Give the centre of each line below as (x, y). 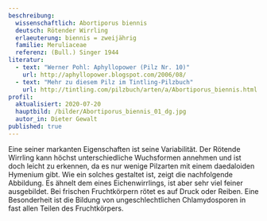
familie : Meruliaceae (51, 45)
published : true (35, 126)
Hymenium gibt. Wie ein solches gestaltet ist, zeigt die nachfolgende (120, 174)
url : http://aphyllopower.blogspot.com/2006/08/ (104, 75)
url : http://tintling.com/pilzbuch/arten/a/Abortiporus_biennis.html (140, 89)
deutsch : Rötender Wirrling (62, 30)
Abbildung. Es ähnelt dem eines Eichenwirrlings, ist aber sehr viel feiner (126, 183)
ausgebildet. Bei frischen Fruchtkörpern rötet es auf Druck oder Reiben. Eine (134, 191)
